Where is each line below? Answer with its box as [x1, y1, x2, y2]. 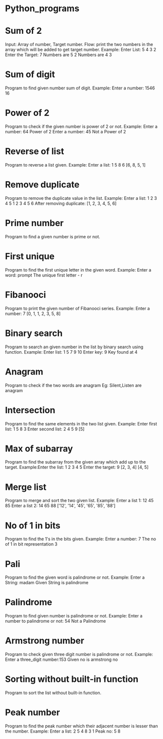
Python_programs [5, 3, 79, 14]
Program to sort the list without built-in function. [5, 690, 101, 696]
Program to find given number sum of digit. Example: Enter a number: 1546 [5, 85, 155, 91]
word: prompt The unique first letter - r [5, 272, 83, 278]
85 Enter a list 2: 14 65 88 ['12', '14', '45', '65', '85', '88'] [5, 503, 116, 508]
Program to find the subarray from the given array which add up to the [5, 459, 146, 465]
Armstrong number [5, 635, 84, 646]
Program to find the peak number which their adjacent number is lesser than [5, 723, 158, 729]
